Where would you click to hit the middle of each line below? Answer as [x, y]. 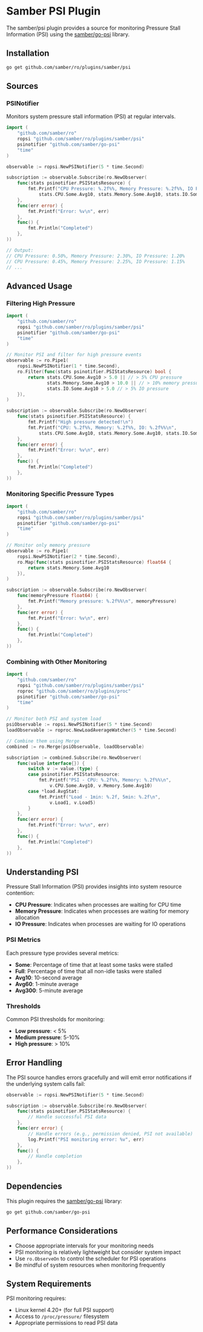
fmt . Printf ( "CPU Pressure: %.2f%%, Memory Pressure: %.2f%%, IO [111, 189]
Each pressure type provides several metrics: [63, 953]
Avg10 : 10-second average [49, 978]
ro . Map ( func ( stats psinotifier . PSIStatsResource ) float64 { [94, 562]
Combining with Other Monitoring [56, 662]
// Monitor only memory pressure [48, 546]
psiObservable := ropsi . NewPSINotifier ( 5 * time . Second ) [79, 725]
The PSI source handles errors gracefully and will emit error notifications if [99, 1077]
